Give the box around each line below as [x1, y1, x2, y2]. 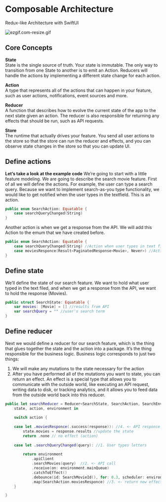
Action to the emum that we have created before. [5, 230, 105, 235]
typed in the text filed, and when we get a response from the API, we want [5, 285, 156, 291]
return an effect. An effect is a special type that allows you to [12, 376, 137, 382]
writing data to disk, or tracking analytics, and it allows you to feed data [12, 386, 158, 392]
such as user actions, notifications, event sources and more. [5, 92, 128, 98]
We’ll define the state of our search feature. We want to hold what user [5, 280, 149, 286]
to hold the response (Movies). [5, 290, 68, 296]
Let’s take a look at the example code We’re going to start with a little [5, 170, 147, 176]
